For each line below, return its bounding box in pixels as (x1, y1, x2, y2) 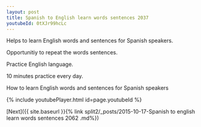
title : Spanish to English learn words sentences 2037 (6, 15, 149, 21)
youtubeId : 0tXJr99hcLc (6, 20, 67, 26)
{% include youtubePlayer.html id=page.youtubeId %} (6, 96, 142, 104)
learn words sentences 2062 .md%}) (6, 114, 100, 122)
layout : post (6, 9, 40, 15)
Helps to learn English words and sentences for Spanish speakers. (6, 37, 174, 45)
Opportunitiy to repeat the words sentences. (6, 49, 118, 56)
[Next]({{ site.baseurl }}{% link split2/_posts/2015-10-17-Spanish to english (6, 108, 196, 115)
